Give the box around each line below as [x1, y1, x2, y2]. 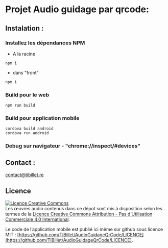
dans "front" [12, 69, 39, 76]
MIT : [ [5, 232, 19, 238]
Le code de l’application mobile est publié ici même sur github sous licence [5, 226, 163, 233]
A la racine [12, 51, 36, 57]
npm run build [5, 103, 36, 108]
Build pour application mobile [5, 115, 80, 122]
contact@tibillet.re [5, 172, 44, 178]
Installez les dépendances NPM [5, 39, 85, 46]
